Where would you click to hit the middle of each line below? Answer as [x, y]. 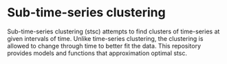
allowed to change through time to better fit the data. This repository [104, 46]
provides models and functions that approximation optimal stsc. [97, 53]
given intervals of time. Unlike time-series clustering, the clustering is [105, 38]
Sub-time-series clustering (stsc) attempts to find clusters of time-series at [113, 31]
